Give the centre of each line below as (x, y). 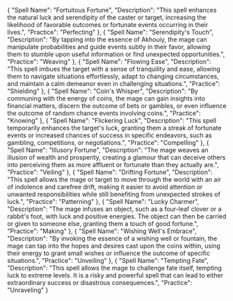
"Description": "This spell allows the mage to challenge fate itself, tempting (114, 268)
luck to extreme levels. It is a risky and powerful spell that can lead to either (115, 275)
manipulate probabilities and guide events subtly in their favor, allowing (109, 47)
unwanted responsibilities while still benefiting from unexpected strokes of (114, 194)
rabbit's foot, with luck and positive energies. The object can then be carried (117, 216)
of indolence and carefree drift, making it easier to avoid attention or (105, 187)
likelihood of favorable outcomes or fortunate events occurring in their (108, 25)
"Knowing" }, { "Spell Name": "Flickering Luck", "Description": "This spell (112, 120)
